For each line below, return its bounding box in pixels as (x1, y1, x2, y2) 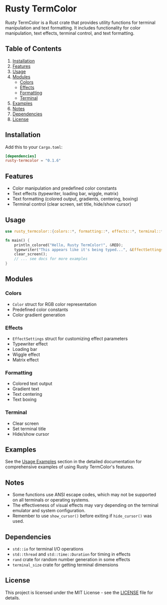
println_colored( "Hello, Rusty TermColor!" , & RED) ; (14, 243, 123, 248)
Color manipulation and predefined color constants (12, 185, 117, 191)
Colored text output (12, 380, 53, 387)
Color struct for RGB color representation (12, 301, 97, 307)
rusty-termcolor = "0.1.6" (5, 158, 61, 163)
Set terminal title (12, 425, 46, 432)
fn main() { (5, 238, 30, 243)
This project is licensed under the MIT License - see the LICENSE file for (5, 590, 153, 596)
